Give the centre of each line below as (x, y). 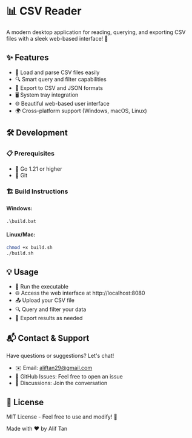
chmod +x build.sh (29, 247)
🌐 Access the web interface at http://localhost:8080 (80, 293)
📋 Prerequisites (30, 154)
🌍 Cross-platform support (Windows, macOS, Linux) (81, 111)
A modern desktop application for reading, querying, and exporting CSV (96, 32)
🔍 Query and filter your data (51, 309)
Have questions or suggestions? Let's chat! (60, 356)
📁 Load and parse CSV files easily (57, 72)
